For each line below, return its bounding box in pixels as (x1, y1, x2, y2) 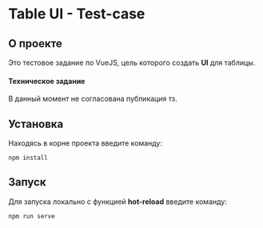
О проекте (8, 37, 62, 50)
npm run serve (8, 212, 56, 220)
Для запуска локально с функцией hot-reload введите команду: (8, 197, 228, 206)
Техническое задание (8, 76, 86, 86)
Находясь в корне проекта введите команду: (8, 138, 162, 148)
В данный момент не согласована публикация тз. (8, 94, 177, 104)
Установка (8, 117, 64, 130)
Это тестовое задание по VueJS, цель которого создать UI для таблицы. (8, 58, 256, 67)
